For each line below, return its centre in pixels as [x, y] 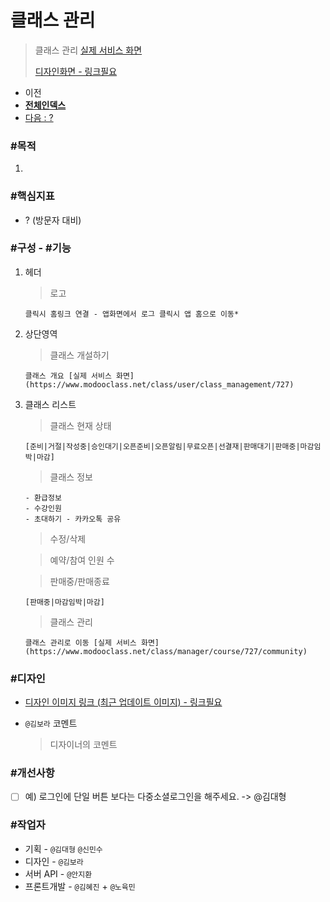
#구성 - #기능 [41, 248]
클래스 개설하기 [79, 355]
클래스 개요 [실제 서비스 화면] [79, 376]
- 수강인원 [43, 508]
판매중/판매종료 [79, 581]
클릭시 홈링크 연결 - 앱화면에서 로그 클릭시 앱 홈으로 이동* [132, 314]
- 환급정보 [43, 497]
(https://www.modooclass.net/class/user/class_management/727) [159, 384]
